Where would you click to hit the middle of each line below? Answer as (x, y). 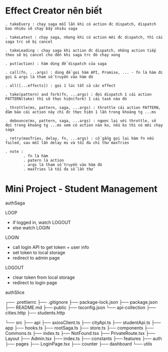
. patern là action (44, 160)
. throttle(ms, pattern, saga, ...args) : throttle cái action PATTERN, (83, 107)
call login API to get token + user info (51, 247)
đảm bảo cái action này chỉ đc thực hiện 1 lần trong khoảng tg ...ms (81, 112)
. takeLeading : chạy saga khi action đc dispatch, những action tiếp (81, 50)
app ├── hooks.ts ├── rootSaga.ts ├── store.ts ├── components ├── (80, 328)
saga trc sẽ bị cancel (29, 42)
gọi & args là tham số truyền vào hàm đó (49, 77)
